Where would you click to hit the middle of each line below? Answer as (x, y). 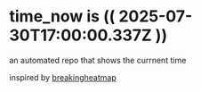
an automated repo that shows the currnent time (98, 60)
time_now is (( (62, 17)
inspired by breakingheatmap (63, 77)
